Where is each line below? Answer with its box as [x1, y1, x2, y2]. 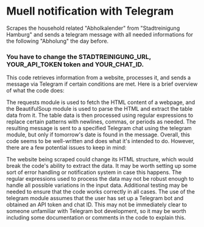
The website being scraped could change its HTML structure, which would [6, 156, 194, 163]
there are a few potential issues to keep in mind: [6, 144, 127, 152]
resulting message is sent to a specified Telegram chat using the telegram [6, 125, 192, 132]
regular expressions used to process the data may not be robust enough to [6, 175, 194, 183]
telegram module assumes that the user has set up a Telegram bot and [6, 195, 184, 202]
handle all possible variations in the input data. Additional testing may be [6, 181, 188, 189]
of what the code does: [6, 87, 65, 94]
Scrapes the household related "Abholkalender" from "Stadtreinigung [6, 24, 180, 32]
